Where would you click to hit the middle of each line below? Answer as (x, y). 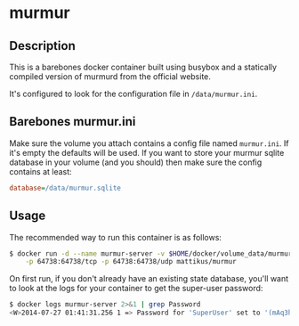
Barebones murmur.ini (73, 122)
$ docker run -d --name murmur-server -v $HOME (99, 253)
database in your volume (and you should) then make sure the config (136, 162)
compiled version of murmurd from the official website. (110, 77)
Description (42, 46)
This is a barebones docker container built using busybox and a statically (143, 67)
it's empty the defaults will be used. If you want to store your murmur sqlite (147, 152)
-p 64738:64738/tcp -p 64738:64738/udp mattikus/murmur (131, 262)
